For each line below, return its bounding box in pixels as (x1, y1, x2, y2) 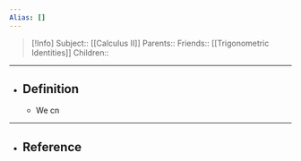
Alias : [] (9, 13, 47, 22)
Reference (21, 140, 82, 155)
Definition (21, 81, 79, 97)
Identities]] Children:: (30, 47, 109, 58)
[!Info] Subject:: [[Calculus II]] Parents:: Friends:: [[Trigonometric (30, 38, 270, 48)
